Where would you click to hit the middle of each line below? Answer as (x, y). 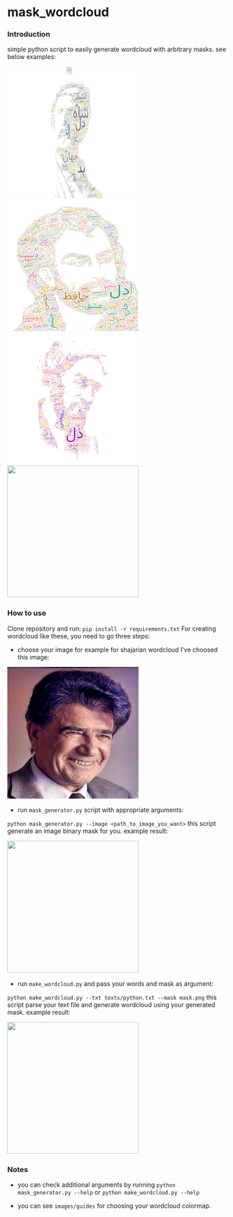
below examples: (31, 57)
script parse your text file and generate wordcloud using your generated (111, 1004)
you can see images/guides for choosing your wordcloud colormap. (114, 1206)
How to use (27, 613)
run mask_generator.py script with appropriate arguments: (100, 810)
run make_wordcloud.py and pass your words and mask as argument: (115, 983)
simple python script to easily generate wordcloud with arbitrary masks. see (117, 49)
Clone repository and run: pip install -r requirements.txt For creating (112, 629)
